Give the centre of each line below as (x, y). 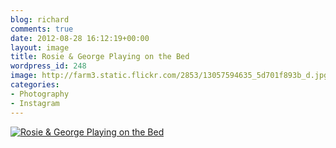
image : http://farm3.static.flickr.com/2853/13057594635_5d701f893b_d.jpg (169, 76)
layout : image (40, 47)
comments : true (42, 29)
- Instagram (35, 103)
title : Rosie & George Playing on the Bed (100, 57)
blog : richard (40, 19)
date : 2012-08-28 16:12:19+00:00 (80, 38)
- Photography (40, 94)
